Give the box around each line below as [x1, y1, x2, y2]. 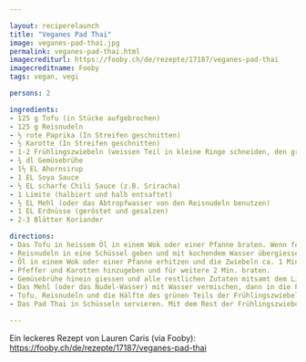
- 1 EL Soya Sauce [9, 172, 79, 182]
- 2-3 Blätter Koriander [9, 215, 104, 224]
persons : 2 [9, 88, 51, 98]
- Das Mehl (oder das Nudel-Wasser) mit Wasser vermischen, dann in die [9, 283, 291, 292]
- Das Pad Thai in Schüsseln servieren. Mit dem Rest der [9, 300, 234, 309]
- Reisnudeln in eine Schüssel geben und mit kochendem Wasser [9, 248, 255, 258]
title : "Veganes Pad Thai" [9, 29, 112, 39]
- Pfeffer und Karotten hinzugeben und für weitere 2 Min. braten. [9, 265, 271, 274]
